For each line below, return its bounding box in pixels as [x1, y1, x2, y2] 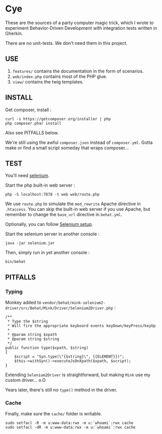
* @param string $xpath [7, 332, 57, 337]
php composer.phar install [5, 121, 62, 126]
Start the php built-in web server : [5, 182, 75, 189]
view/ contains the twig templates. [12, 78, 84, 84]
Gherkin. [5, 30, 23, 36]
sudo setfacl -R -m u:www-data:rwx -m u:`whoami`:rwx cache [5, 420, 134, 425]
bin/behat [5, 259, 26, 265]
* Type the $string [7, 319, 49, 324]
